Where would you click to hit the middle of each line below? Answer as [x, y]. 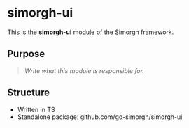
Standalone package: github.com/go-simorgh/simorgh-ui [100, 117]
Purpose [26, 54]
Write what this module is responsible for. [84, 70]
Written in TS [36, 109]
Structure [29, 93]
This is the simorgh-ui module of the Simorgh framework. [91, 32]
